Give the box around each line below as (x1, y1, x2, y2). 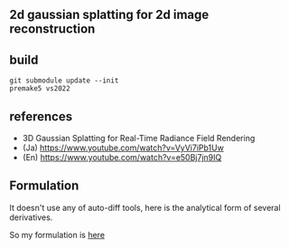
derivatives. (9, 212, 53, 223)
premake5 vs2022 (9, 84, 70, 93)
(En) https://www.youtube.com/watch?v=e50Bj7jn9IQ (22, 152, 222, 163)
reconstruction (9, 22, 96, 37)
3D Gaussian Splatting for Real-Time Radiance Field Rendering (22, 133, 256, 144)
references (9, 109, 73, 124)
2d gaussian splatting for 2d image (9, 7, 210, 23)
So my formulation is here (9, 229, 106, 240)
